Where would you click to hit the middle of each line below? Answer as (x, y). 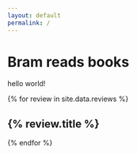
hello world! (27, 84)
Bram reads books (68, 62)
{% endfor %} (30, 143)
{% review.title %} (53, 124)
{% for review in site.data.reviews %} (68, 99)
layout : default (34, 15)
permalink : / (29, 23)
